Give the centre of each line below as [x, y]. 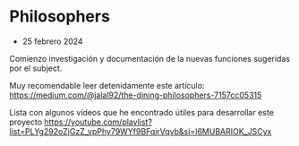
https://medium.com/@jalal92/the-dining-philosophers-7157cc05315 [136, 95]
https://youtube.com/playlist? [98, 122]
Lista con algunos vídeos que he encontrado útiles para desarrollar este [142, 112]
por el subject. [36, 68]
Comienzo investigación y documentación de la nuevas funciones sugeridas [150, 58]
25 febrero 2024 [52, 41]
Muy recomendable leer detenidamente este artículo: [107, 85]
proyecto [26, 122]
